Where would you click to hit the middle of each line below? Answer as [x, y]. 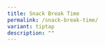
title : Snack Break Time [43, 13]
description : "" [31, 33]
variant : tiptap [31, 26]
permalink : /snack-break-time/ [53, 20]
